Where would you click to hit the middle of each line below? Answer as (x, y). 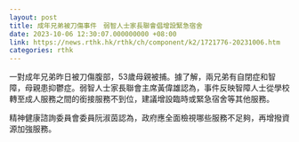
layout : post (33, 17)
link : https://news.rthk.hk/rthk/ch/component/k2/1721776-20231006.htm (145, 42)
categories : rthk (41, 51)
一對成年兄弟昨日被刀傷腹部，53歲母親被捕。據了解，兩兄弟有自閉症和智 (142, 77)
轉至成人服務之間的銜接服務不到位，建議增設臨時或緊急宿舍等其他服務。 (141, 99)
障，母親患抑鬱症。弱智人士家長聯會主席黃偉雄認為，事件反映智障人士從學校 (149, 88)
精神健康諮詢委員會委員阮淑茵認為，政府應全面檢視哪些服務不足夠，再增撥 (145, 118)
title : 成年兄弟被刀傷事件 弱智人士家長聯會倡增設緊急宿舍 (106, 26)
